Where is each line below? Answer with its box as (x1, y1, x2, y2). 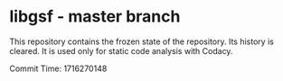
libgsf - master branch (9, 6, 181, 27)
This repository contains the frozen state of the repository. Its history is (9, 36, 274, 47)
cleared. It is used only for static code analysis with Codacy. (9, 45, 233, 56)
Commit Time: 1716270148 (9, 63, 108, 74)
